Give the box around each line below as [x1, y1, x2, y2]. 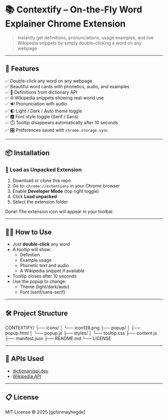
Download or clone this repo [12, 177, 71, 183]
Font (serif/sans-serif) [19, 289, 65, 295]
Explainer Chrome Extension [5, 18, 126, 30]
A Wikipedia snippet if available [19, 268, 85, 274]
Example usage [19, 257, 52, 263]
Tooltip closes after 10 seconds [12, 273, 77, 279]
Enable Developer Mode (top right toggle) [12, 188, 99, 194]
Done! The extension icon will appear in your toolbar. [5, 208, 114, 215]
